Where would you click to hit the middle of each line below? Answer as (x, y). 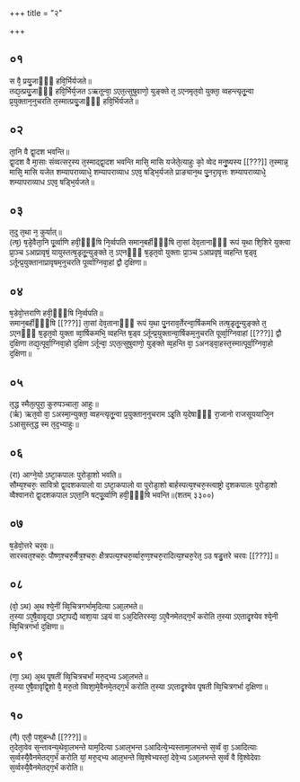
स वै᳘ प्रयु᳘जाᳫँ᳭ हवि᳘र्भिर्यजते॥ (51, 81)
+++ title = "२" (36, 13)
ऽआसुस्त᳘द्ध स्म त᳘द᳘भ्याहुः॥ (44, 424)
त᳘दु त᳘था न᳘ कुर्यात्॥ (36, 232)
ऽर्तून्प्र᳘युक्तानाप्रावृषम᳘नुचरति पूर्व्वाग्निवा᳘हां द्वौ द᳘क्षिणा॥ (78, 262)
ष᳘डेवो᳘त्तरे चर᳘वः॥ (31, 545)
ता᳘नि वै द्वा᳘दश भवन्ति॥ (40, 151)
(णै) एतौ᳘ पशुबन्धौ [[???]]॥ (48, 737)
